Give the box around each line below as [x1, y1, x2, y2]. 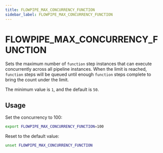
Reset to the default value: [5, 133, 59, 139]
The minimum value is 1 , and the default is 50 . [5, 86, 99, 93]
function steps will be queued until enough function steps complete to [5, 71, 151, 78]
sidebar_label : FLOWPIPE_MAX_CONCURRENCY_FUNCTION [5, 12, 113, 17]
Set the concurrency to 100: [5, 114, 62, 120]
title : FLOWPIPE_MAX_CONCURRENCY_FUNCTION [5, 7, 95, 13]
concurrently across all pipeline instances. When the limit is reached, [5, 66, 147, 72]
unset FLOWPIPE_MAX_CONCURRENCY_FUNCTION [5, 143, 93, 148]
